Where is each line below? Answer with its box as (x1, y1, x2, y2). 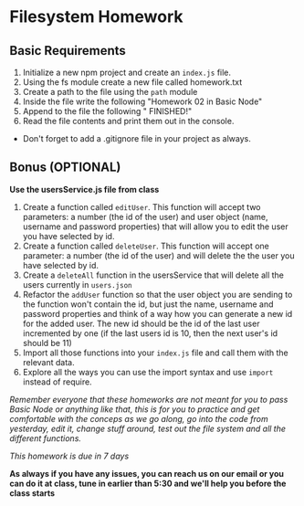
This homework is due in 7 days (9, 450, 130, 461)
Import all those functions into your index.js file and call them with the (22, 347, 289, 358)
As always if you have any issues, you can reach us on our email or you (9, 468, 285, 479)
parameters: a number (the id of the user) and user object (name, (22, 211, 268, 222)
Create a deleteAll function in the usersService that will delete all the (22, 269, 285, 280)
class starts (9, 487, 56, 499)
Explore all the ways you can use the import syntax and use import (22, 366, 274, 377)
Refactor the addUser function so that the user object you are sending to (22, 289, 293, 300)
